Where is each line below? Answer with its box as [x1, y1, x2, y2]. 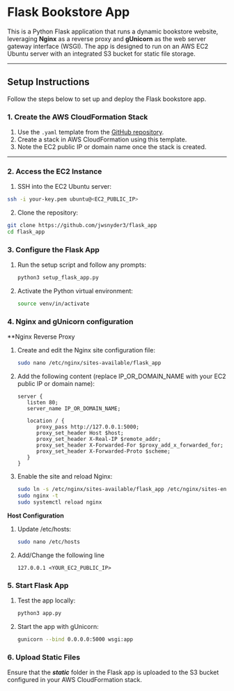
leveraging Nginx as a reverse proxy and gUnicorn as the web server [7, 34, 207, 42]
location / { [26, 417, 65, 425]
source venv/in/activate [17, 300, 90, 307]
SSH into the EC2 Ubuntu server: [17, 183, 112, 191]
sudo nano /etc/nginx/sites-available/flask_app [17, 359, 162, 366]
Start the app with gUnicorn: [17, 622, 99, 630]
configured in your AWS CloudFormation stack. [7, 676, 143, 684]
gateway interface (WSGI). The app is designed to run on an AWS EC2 [7, 42, 209, 50]
